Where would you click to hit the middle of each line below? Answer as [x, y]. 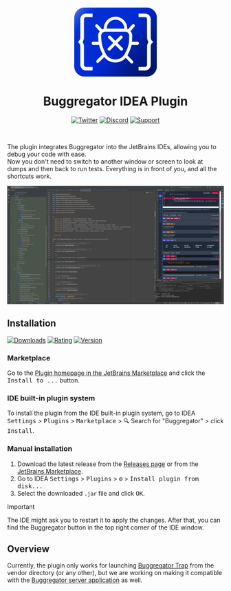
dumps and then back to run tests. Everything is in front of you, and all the [112, 169]
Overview [29, 549]
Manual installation [40, 449]
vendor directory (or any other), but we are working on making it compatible [115, 573]
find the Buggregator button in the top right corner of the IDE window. [106, 527]
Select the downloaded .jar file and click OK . [81, 493]
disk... [30, 486]
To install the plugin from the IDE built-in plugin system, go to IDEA [101, 413]
